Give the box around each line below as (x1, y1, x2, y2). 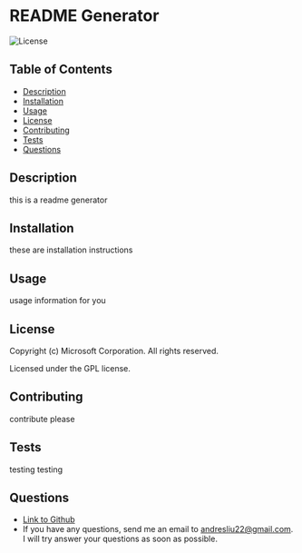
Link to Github (22, 514, 75, 525)
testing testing (9, 464, 63, 475)
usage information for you (9, 295, 106, 306)
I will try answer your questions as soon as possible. (22, 533, 218, 545)
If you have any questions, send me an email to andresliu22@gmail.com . (22, 524, 294, 535)
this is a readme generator (9, 194, 108, 205)
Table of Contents (9, 62, 113, 77)
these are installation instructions (9, 244, 133, 255)
